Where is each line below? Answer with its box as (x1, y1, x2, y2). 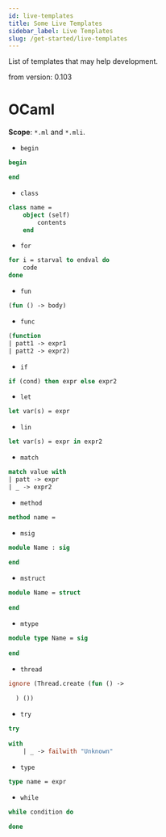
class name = (8, 203, 52, 211)
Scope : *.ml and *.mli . (8, 127, 86, 137)
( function (8, 332, 42, 340)
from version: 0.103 (8, 72, 73, 82)
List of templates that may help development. (8, 57, 159, 66)
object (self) (23, 211, 70, 219)
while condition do (8, 808, 74, 816)
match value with (8, 468, 67, 476)
